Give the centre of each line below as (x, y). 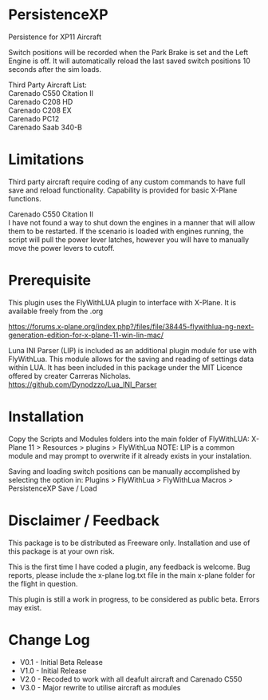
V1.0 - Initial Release (53, 670)
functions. (25, 198)
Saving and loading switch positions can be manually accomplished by (124, 471)
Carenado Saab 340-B (45, 127)
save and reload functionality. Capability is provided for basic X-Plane (123, 190)
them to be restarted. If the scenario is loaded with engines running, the (126, 231)
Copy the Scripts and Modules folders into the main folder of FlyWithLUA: (129, 439)
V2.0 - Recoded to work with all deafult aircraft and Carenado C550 (131, 679)
